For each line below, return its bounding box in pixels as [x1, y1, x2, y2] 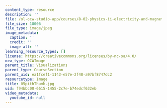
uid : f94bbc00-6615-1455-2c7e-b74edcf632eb [5, 86, 97, 91]
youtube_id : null [9, 95, 46, 100]
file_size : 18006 [5, 21, 41, 26]
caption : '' [9, 35, 35, 40]
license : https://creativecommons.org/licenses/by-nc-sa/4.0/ [5, 53, 137, 59]
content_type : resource [5, 7, 55, 12]
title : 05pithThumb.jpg [5, 81, 55, 86]
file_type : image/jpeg [5, 26, 52, 31]
